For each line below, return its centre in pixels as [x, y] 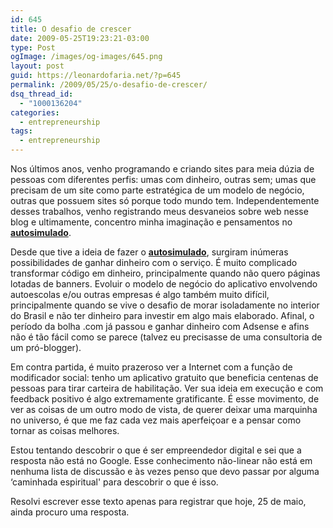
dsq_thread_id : [42, 94]
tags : [21, 131]
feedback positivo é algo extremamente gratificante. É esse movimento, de [165, 399]
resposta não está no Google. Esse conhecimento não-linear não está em [161, 460]
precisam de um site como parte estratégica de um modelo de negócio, [157, 190]
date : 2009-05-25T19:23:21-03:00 [80, 38]
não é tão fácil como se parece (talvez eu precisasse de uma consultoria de [166, 337]
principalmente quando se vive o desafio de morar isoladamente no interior [165, 305]
